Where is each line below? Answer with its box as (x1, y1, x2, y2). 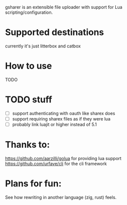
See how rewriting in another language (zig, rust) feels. (5, 194, 117, 200)
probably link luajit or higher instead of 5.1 (12, 121, 97, 127)
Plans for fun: (5, 178, 62, 189)
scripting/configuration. (5, 9, 53, 15)
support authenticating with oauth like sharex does (12, 110, 116, 116)
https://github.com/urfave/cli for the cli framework (5, 161, 107, 166)
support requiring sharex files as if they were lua (12, 116, 111, 122)
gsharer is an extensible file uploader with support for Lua (5, 4, 123, 10)
